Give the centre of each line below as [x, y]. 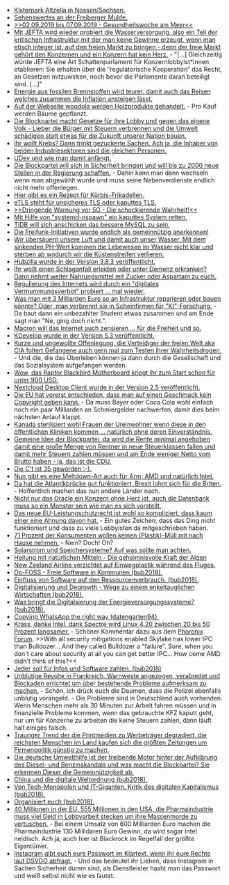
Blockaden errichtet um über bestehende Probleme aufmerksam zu [110, 683]
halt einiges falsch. [41, 728]
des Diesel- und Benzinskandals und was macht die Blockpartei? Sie [112, 765]
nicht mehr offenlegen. [46, 188]
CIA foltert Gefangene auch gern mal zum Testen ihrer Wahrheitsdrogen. [118, 350]
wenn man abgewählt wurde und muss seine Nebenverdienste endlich [114, 180]
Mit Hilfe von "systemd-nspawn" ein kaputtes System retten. [100, 217]
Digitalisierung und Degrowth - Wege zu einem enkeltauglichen [104, 587]
